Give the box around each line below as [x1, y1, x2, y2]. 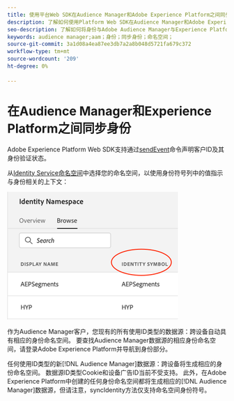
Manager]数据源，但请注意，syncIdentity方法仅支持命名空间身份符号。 [7, 386, 211, 394]
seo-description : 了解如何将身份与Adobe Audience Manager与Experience [7, 26, 207, 33]
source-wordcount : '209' [7, 56, 79, 63]
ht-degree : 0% [7, 63, 49, 70]
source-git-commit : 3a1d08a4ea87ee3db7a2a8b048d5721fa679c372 [7, 40, 192, 48]
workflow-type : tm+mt [7, 48, 70, 55]
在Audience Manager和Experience [7, 103, 212, 119]
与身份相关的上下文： [7, 177, 68, 186]
